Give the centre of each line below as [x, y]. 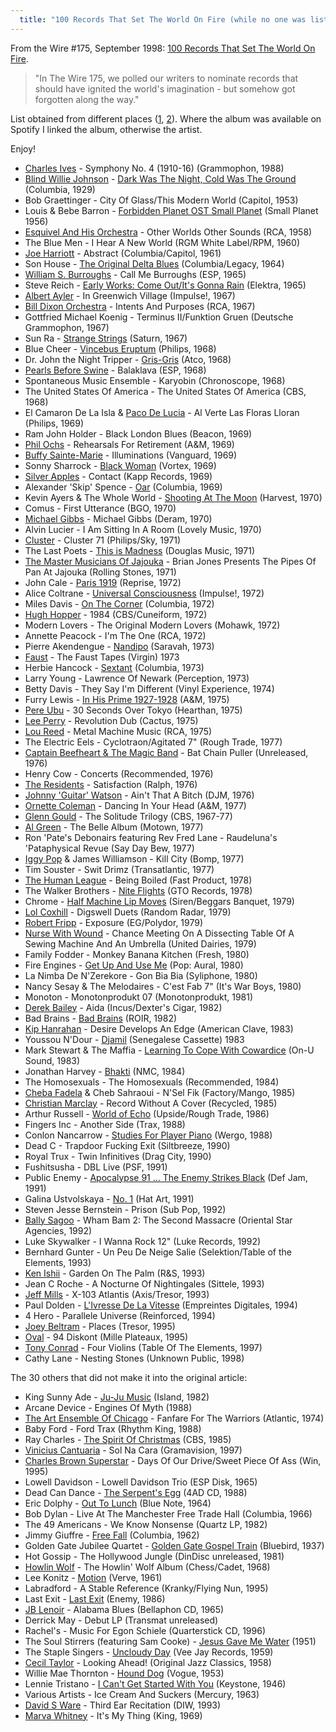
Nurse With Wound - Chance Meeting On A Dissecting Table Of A [159, 933]
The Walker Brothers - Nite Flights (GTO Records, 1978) [138, 890]
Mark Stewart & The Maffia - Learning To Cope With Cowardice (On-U [169, 1050]
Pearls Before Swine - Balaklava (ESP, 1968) [115, 370]
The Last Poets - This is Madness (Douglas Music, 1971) [140, 550]
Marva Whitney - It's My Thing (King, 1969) [113, 1715]
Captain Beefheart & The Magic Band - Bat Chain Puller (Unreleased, [166, 752]
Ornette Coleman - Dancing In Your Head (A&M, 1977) [135, 805]
